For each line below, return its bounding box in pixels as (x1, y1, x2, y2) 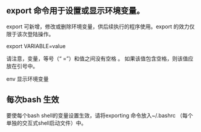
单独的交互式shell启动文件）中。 (6, 119, 87, 127)
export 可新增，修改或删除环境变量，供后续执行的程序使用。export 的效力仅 (6, 23, 195, 30)
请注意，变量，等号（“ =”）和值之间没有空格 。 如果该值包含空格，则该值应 (6, 55, 194, 62)
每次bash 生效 (6, 95, 59, 105)
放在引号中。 (6, 62, 38, 69)
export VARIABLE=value (6, 42, 66, 49)
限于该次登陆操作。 (6, 30, 54, 37)
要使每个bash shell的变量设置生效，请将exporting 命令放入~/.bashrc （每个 (6, 112, 193, 119)
